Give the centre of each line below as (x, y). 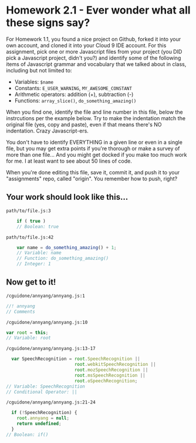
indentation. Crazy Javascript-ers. (48, 131)
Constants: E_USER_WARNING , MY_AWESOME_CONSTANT (73, 88)
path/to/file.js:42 (30, 237)
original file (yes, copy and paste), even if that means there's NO (84, 124)
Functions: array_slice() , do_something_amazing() (75, 100)
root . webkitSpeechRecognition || (115, 365)
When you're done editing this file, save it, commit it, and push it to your (93, 172)
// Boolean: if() (27, 434)
